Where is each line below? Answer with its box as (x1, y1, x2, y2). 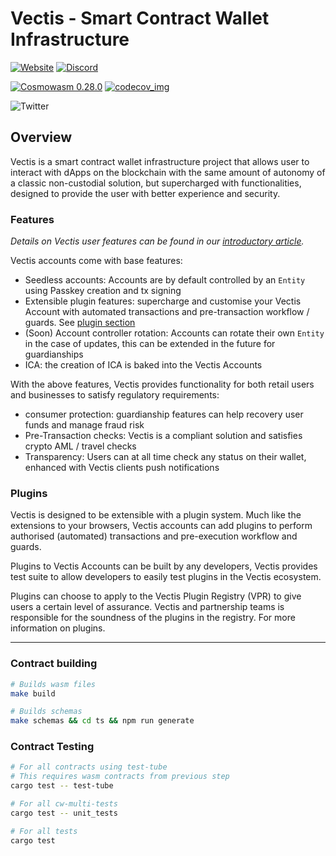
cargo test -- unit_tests (10, 808, 118, 818)
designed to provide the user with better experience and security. (10, 187, 281, 199)
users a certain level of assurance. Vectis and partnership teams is (10, 601, 285, 613)
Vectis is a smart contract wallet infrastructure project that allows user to (10, 155, 310, 167)
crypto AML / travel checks (24, 440, 137, 452)
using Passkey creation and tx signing (24, 285, 182, 297)
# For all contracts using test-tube (10, 762, 168, 772)
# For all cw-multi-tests (10, 799, 118, 809)
